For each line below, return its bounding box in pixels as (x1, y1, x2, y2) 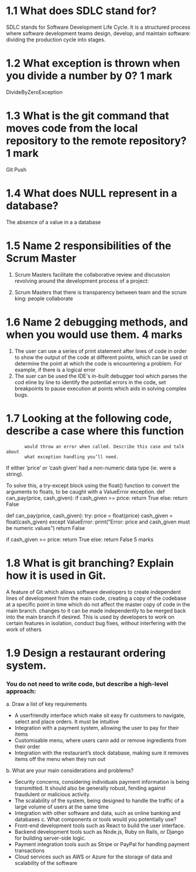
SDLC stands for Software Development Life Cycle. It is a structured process (6, 24, 191, 31)
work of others (6, 626, 42, 633)
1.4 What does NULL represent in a (6, 187, 177, 200)
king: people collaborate (14, 295, 73, 302)
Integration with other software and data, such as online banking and (14, 809, 181, 816)
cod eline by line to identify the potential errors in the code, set (14, 378, 166, 385)
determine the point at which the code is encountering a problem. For (14, 360, 183, 367)
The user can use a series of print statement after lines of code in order (14, 347, 187, 354)
